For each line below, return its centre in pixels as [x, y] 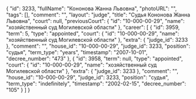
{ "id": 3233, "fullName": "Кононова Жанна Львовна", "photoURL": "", [92, 9]
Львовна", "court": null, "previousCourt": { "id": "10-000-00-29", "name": [95, 21]
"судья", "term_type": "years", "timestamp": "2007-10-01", [77, 52]
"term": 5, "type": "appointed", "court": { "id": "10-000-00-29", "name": [93, 34]
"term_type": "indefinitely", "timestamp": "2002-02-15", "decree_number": [96, 84]
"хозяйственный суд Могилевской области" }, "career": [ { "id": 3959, [93, 27]
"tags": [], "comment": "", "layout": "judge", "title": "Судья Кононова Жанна [98, 15]
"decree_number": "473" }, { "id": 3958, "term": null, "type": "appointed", [94, 59]
